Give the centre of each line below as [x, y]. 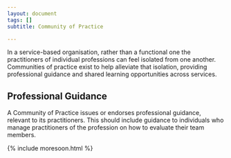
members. [22, 135]
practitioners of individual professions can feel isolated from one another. [112, 60]
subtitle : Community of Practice [55, 26]
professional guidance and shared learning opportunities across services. [112, 74]
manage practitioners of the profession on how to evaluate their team [106, 128]
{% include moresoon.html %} [50, 148]
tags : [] [20, 20]
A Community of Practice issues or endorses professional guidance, [104, 113]
